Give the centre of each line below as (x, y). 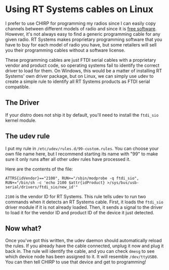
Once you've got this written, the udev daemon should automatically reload (83, 241)
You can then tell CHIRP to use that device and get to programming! (76, 262)
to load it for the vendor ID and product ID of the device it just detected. (80, 212)
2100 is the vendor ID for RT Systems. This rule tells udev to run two (76, 196)
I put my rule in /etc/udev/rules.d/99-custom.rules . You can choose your (82, 148)
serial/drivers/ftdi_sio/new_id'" (42, 187)
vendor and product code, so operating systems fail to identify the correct (82, 65)
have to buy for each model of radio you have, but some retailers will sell (81, 44)
